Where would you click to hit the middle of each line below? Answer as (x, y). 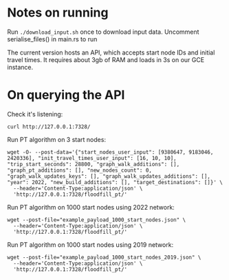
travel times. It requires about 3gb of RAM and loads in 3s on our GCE (106, 59)
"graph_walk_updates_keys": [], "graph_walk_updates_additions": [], (109, 176)
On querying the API (66, 95)
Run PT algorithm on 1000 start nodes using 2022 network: (91, 207)
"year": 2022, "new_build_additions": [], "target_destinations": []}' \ (115, 182)
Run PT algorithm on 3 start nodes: (57, 139)
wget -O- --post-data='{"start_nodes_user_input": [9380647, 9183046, (110, 152)
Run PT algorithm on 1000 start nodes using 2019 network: (90, 244)
